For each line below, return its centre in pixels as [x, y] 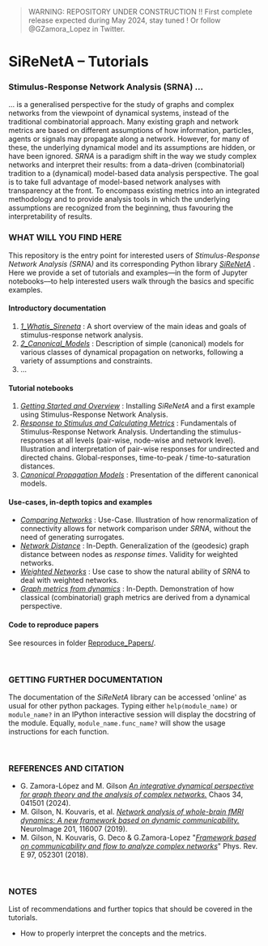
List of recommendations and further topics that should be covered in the [130, 909]
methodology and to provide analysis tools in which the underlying [119, 199]
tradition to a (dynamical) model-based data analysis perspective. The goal [134, 173]
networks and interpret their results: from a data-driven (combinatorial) [127, 165]
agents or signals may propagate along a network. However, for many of [129, 139]
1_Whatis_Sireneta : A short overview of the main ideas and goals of [133, 326]
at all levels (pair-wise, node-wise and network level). [147, 440]
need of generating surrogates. [72, 537]
